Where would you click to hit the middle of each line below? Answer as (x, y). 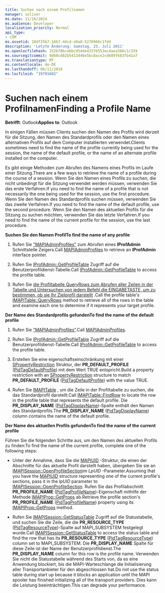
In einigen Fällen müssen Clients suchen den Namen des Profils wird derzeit (82, 132)
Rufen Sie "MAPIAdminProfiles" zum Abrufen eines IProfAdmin (76, 244)
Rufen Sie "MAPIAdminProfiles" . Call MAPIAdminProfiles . (69, 330)
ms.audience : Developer (30, 23)
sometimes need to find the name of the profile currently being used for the (82, 147)
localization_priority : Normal (37, 28)
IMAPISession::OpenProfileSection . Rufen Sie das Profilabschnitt (78, 487)
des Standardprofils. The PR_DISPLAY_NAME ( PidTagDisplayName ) (81, 411)
